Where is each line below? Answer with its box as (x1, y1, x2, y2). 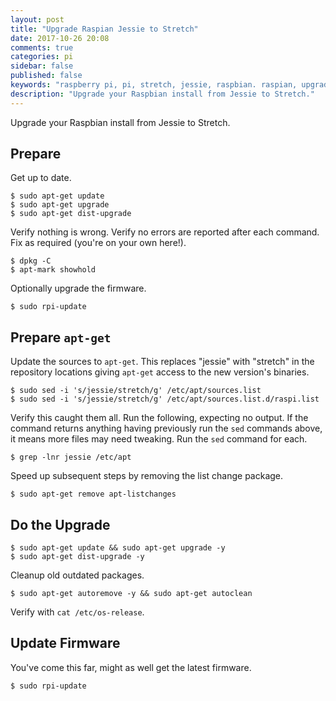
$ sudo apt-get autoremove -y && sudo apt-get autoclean (10, 589, 253, 599)
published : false (10, 71, 83, 81)
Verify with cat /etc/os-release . (10, 606, 145, 618)
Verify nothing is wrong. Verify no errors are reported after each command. (10, 226, 320, 238)
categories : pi (10, 52, 74, 62)
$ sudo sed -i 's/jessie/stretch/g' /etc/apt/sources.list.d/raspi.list (10, 394, 320, 405)
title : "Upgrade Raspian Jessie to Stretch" (10, 24, 199, 34)
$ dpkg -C (10, 256, 52, 266)
